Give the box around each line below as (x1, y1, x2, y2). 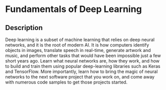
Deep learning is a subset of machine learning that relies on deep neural (5, 36, 155, 42)
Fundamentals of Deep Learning (5, 3, 142, 15)
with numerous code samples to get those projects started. (5, 79, 128, 85)
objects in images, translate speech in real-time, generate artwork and (5, 47, 151, 53)
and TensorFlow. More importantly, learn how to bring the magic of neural (5, 68, 158, 74)
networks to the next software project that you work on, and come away (5, 74, 155, 79)
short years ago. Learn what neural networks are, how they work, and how (5, 58, 160, 63)
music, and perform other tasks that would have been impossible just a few (5, 52, 161, 58)
